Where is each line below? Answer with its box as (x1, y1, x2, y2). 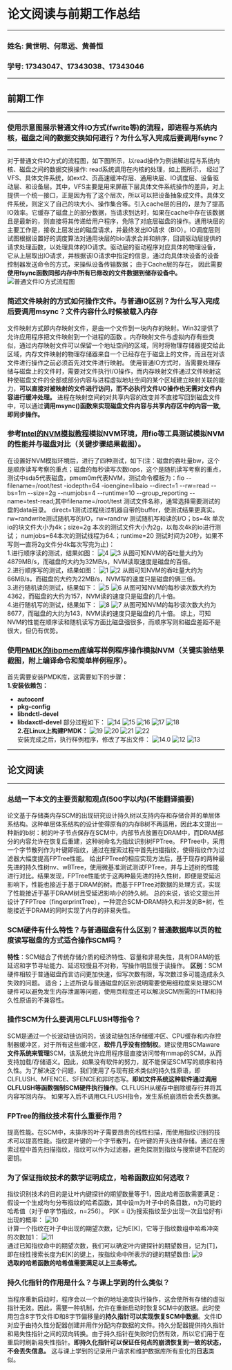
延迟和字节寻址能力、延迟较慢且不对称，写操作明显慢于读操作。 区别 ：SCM (7, 961, 222, 969)
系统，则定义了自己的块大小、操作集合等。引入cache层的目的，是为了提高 (12, 200, 224, 208)
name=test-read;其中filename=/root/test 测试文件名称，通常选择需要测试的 (7, 496, 221, 505)
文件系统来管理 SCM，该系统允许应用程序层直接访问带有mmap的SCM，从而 (7, 1049, 222, 1057)
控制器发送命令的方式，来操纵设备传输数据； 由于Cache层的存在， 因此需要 (7, 260, 223, 269)
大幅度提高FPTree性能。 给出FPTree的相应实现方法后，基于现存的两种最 (19, 854, 225, 863)
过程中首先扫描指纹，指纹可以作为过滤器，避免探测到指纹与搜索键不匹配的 (12, 1146, 225, 1154)
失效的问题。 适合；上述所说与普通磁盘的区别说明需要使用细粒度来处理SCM (7, 978, 222, 987)
